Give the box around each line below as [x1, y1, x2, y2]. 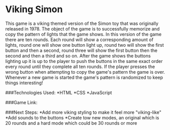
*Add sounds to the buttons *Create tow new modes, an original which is [5, 114, 159, 120]
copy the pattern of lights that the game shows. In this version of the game [5, 31, 162, 37]
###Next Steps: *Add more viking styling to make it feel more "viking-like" [5, 109, 162, 115]
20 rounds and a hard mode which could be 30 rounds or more [5, 120, 137, 126]
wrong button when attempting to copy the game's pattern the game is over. [5, 69, 165, 75]
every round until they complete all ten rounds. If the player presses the [5, 63, 155, 70]
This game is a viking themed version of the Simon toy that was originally [5, 20, 159, 26]
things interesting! [5, 80, 43, 86]
